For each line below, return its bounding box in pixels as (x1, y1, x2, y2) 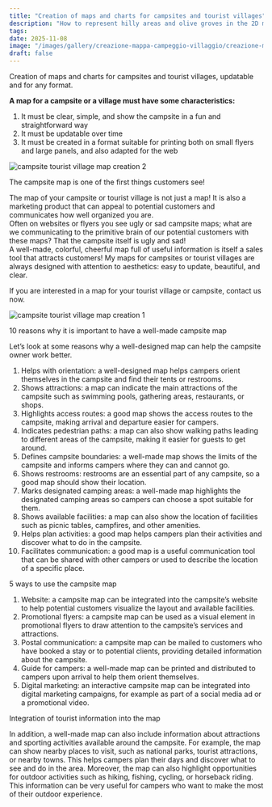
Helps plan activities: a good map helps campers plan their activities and (20, 529, 262, 539)
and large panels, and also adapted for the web (20, 146, 178, 155)
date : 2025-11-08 (9, 34, 68, 43)
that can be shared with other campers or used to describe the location (20, 555, 258, 564)
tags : (9, 27, 27, 35)
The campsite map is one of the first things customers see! (9, 177, 205, 187)
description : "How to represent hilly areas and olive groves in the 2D (9, 19, 259, 27)
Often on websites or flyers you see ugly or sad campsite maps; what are (9, 219, 253, 228)
